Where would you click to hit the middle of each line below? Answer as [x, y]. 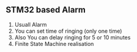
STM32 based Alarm [46, 10]
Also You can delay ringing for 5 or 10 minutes [72, 37]
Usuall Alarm [31, 24]
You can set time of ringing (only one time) [68, 31]
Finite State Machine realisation [54, 44]
